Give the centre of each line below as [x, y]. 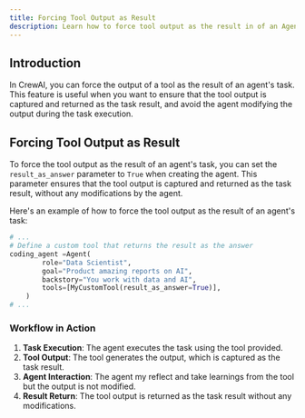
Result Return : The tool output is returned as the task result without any [157, 396]
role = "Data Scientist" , [87, 263]
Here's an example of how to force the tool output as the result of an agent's [152, 211]
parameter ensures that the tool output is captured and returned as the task [151, 184]
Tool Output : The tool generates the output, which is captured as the [151, 358]
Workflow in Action [53, 328]
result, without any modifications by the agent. [96, 194]
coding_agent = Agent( [50, 254]
